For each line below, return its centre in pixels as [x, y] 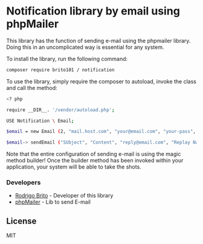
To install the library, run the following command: [67, 59]
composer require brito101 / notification [60, 70]
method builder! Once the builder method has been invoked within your [95, 161]
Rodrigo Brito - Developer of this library [64, 196]
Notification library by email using [93, 11]
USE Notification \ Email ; [40, 121]
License [21, 221]
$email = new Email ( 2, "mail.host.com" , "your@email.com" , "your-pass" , [101, 132]
